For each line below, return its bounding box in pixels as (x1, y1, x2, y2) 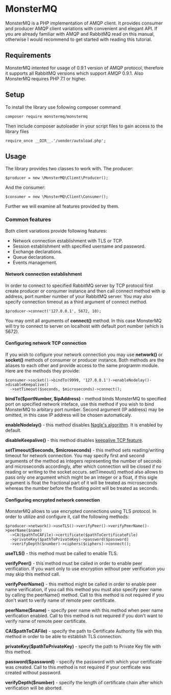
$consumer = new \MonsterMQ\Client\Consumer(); (5, 194, 109, 199)
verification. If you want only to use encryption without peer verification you (5, 566, 165, 572)
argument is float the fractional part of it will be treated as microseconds (5, 480, 157, 486)
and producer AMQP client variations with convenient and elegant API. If (5, 25, 158, 31)
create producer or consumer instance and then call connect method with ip (5, 287, 166, 294)
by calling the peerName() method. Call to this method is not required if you (5, 592, 164, 598)
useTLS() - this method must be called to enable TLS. (5, 550, 118, 556)
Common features (5, 216, 51, 223)
